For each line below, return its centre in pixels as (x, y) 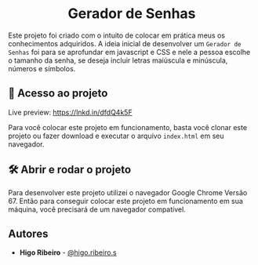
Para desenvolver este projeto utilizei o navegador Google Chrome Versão (128, 192)
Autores (28, 233)
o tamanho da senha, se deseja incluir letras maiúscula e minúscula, (118, 60)
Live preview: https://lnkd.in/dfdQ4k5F (70, 112)
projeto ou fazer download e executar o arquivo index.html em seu (116, 136)
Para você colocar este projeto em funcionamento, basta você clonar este (128, 127)
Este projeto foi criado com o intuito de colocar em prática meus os (117, 35)
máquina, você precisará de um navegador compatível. (97, 209)
